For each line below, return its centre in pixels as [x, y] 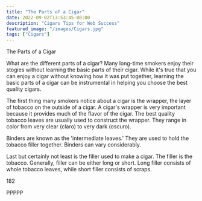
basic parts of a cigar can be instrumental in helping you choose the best [97, 83]
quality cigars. [24, 89]
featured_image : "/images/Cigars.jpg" [55, 29]
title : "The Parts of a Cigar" [46, 12]
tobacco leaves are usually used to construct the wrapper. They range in [96, 120]
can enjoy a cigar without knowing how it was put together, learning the [95, 76]
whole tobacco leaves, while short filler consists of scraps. [79, 170]
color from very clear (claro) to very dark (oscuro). [69, 127]
